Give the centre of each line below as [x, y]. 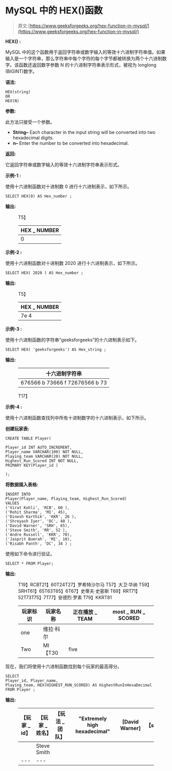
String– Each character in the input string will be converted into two [84, 132]
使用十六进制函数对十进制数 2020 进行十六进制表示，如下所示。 [73, 263]
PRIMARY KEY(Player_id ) [32, 465]
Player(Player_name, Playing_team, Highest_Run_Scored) [66, 498]
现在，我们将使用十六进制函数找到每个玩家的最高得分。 [63, 666]
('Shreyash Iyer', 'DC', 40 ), [39, 521]
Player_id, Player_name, [32, 681]
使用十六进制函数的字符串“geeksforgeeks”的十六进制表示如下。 [72, 340]
